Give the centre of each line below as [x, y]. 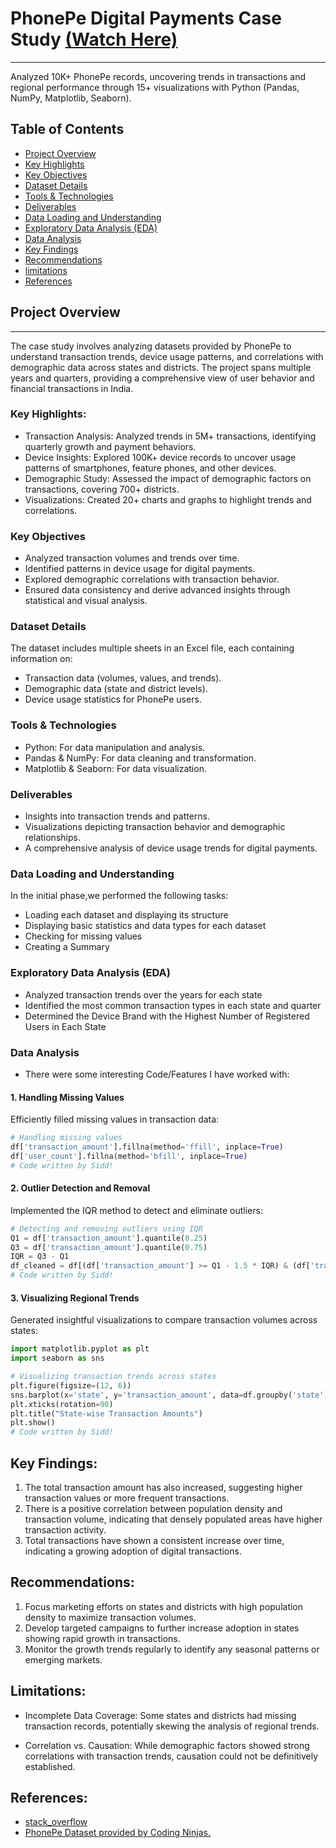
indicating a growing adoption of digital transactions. [133, 1551]
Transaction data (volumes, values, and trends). [123, 678]
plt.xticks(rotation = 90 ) [62, 1404]
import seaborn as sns [57, 1358]
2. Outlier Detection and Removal [80, 1188]
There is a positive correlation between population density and [153, 1508]
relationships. [52, 838]
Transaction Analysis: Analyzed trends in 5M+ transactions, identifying [170, 436]
